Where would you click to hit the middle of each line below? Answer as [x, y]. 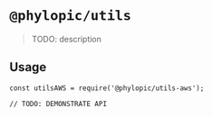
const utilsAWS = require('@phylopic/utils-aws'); [107, 88]
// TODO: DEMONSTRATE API [58, 103]
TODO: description [67, 39]
